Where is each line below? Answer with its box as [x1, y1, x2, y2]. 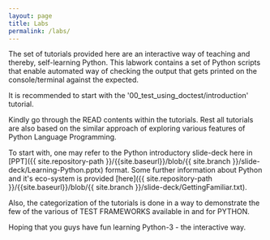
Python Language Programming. [8, 132, 117, 142]
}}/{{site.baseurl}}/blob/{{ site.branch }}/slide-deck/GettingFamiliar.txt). [8, 182, 247, 192]
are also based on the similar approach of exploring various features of [8, 123, 246, 134]
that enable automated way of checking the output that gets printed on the [8, 66, 258, 76]
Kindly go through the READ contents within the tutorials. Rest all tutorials [8, 115, 254, 125]
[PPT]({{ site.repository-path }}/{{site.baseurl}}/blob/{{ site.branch [8, 156, 231, 166]
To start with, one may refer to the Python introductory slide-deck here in [8, 148, 253, 158]
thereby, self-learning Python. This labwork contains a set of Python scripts [8, 58, 261, 67]
